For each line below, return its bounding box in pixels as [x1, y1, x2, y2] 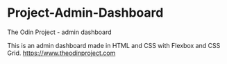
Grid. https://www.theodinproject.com [7, 49, 116, 57]
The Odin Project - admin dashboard [7, 28, 112, 36]
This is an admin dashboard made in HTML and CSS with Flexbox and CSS [7, 41, 221, 49]
